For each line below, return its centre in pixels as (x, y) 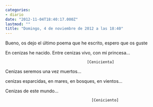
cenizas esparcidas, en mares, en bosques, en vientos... (64, 81)
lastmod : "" (18, 24)
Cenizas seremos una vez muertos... (43, 72)
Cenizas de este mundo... (32, 91)
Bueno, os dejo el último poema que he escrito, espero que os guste (76, 43)
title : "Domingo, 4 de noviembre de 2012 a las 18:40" (64, 29)
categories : (18, 10)
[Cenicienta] (101, 62)
